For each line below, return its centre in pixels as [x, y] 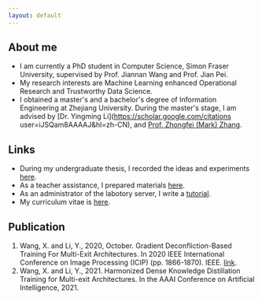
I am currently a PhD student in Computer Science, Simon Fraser [124, 66]
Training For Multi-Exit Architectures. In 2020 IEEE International [122, 254]
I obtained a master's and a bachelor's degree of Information [118, 100]
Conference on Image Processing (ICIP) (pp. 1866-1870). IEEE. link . [128, 263]
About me [33, 48]
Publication [37, 226]
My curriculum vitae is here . [65, 202]
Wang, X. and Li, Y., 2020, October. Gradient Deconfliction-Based [125, 246]
